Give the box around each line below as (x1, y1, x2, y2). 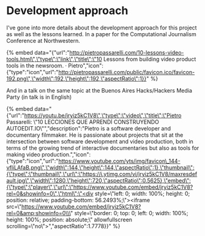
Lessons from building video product (103, 55, 196, 63)
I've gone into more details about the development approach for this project (6, 24, 197, 31)
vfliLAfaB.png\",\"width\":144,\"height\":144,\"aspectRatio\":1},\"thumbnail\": (6, 164, 195, 171)
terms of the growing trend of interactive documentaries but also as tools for (6, 144, 199, 151)
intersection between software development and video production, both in (6, 137, 194, 145)
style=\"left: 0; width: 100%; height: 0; (94, 189, 190, 197)
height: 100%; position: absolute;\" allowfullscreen (6, 216, 133, 223)
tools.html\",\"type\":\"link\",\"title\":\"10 (6, 55, 102, 63)
